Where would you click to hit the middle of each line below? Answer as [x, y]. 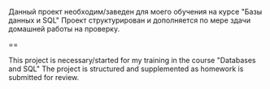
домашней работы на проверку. [64, 29]
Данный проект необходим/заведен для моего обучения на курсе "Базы [135, 12]
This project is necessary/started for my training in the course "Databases [132, 60]
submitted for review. [44, 77]
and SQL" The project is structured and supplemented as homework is [126, 69]
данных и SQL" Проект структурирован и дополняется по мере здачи [129, 20]
